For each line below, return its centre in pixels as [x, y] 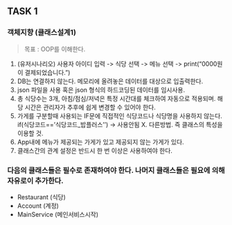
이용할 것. [30, 133]
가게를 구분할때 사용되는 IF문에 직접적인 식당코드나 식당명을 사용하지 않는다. [120, 116]
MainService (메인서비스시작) [58, 214]
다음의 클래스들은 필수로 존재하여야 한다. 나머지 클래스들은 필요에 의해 [116, 170]
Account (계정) [38, 206]
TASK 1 [23, 11]
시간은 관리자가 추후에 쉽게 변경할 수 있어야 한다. [90, 107]
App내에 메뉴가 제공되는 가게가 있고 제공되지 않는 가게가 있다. [101, 142]
